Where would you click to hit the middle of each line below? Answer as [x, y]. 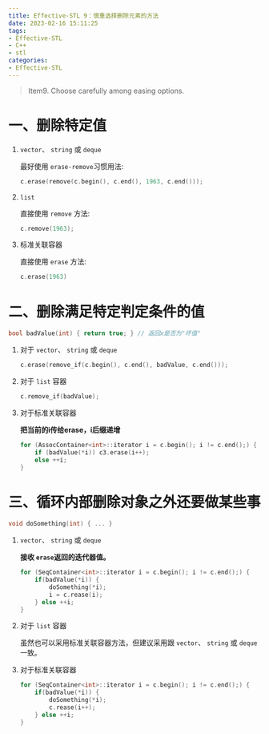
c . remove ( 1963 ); [47, 228]
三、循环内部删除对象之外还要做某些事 [135, 502]
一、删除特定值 [58, 125]
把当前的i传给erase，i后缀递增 [70, 430]
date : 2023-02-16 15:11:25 [53, 23]
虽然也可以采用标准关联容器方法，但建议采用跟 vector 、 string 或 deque [139, 643]
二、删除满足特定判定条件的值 [107, 311]
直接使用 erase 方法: [53, 262]
